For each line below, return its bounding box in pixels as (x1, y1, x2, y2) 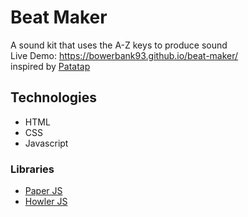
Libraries (10, 162, 55, 176)
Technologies (10, 89, 98, 106)
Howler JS (24, 196, 68, 208)
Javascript (24, 137, 69, 149)
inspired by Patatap (10, 60, 91, 72)
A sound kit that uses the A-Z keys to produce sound (10, 39, 228, 51)
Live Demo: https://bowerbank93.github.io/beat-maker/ (10, 49, 239, 61)
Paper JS (24, 185, 63, 197)
